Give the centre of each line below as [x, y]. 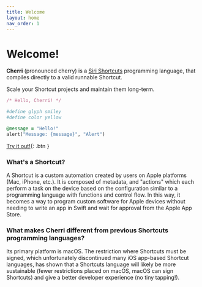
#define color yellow [34, 117]
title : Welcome [26, 12]
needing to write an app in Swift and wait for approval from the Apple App [99, 208]
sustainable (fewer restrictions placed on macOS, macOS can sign [90, 271]
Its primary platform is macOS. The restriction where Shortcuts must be [96, 251]
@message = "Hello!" [33, 128]
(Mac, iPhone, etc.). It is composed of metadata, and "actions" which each [100, 181]
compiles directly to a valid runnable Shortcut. [64, 77]
